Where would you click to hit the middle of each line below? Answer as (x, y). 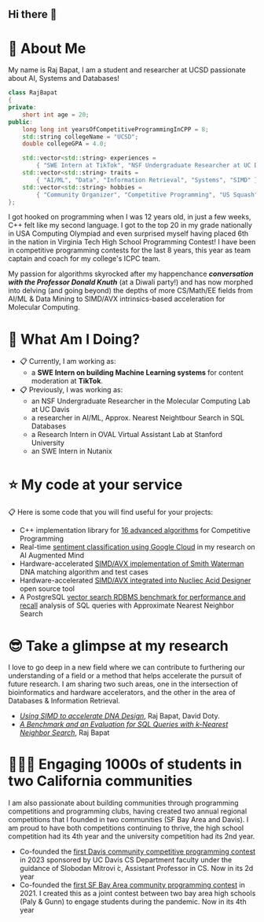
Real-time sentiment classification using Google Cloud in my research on (137, 547)
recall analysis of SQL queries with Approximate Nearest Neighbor (126, 605)
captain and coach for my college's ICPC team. (84, 259)
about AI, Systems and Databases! (64, 79)
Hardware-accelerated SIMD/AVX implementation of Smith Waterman (132, 564)
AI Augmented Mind (52, 556)
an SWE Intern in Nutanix (71, 451)
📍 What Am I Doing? (74, 339)
